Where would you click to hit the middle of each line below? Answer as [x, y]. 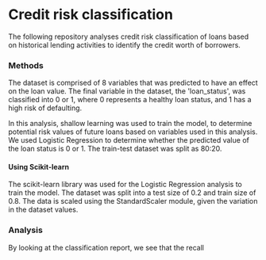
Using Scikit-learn [39, 166]
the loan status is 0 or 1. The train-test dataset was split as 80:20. [115, 149]
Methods [26, 65]
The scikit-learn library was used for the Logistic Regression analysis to [125, 185]
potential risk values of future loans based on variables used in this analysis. [133, 132]
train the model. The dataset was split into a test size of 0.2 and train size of [132, 193]
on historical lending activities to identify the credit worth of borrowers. [124, 44]
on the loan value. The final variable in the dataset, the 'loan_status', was [127, 91]
